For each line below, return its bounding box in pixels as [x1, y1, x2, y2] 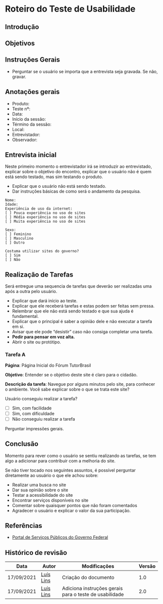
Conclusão [5, 440, 39, 448]
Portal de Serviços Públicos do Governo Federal [12, 535, 108, 540]
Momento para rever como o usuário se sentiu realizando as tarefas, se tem [5, 453, 156, 458]
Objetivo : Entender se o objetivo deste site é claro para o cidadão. [5, 372, 138, 377]
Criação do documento [62, 574, 115, 581]
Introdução [5, 23, 39, 31]
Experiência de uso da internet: [5, 206, 73, 212]
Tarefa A [5, 351, 26, 358]
